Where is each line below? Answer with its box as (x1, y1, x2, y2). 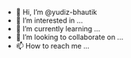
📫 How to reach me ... (15, 42, 90, 50)
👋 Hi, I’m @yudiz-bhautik (15, 8, 98, 16)
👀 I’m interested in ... (15, 16, 83, 25)
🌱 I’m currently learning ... (15, 24, 101, 33)
